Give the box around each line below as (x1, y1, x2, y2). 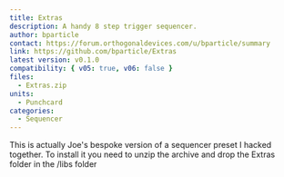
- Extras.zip (17, 81, 67, 90)
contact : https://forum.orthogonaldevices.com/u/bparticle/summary (9, 38, 271, 48)
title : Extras (9, 13, 64, 23)
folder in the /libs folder (9, 159, 97, 170)
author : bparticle (9, 30, 79, 39)
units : (9, 89, 35, 98)
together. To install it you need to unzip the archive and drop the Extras (9, 149, 276, 160)
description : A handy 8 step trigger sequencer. (9, 22, 198, 31)
